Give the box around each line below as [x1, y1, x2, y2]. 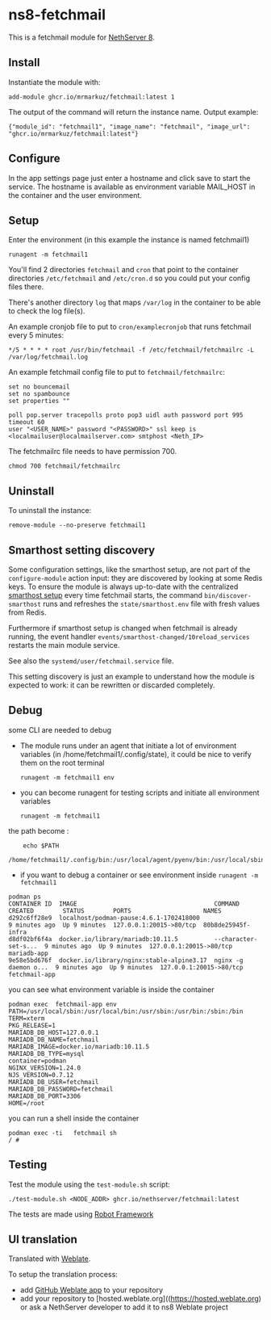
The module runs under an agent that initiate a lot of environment [19, 741, 237, 750]
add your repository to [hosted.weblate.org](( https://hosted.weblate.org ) [19, 1294, 262, 1304]
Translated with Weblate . [8, 1254, 91, 1263]
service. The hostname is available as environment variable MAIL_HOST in [8, 182, 256, 191]
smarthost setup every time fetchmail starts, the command [8, 591, 203, 599]
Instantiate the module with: [8, 77, 101, 86]
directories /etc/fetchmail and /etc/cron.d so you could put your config [8, 273, 250, 284]
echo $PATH [23, 842, 60, 850]
